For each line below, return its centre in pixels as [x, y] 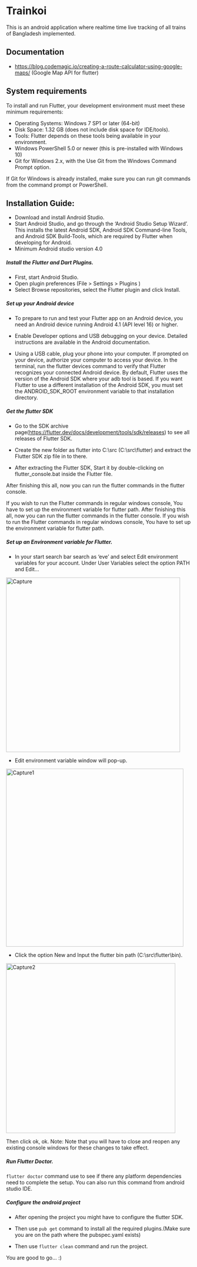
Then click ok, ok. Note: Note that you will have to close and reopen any [93, 1142]
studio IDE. [19, 1189]
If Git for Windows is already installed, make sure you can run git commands [98, 178]
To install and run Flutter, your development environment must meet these [96, 105]
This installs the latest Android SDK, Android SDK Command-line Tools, [101, 230]
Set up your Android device [40, 303]
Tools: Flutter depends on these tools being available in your [88, 136]
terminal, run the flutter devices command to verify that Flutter [90, 366]
